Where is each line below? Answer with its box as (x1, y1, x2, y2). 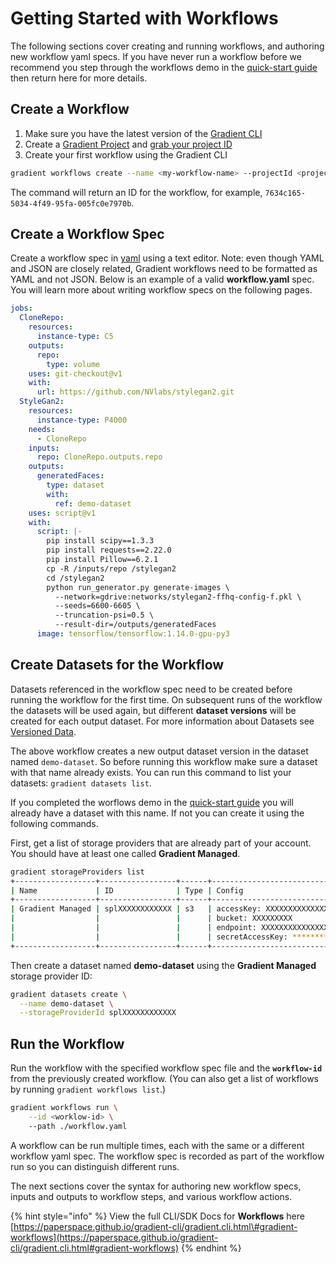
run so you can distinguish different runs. (10, 1160, 180, 1172)
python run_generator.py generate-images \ (46, 582, 230, 592)
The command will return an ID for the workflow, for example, (10, 186, 263, 198)
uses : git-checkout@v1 (28, 368, 123, 379)
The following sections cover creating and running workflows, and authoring (10, 40, 325, 52)
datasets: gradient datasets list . (10, 777, 152, 789)
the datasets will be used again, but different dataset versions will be (10, 704, 297, 716)
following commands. (10, 817, 99, 829)
